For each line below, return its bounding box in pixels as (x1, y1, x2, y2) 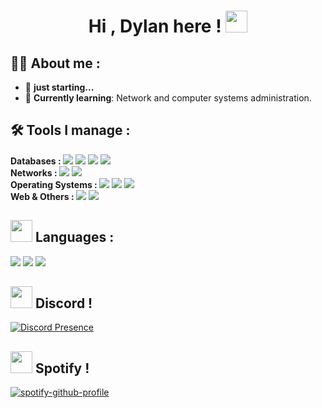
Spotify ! (34, 360, 90, 377)
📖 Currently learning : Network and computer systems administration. (24, 92, 312, 104)
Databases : (10, 155, 62, 167)
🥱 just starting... (24, 81, 95, 93)
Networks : (10, 166, 58, 179)
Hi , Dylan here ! (88, 15, 222, 38)
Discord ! (34, 295, 93, 312)
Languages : (34, 229, 115, 246)
